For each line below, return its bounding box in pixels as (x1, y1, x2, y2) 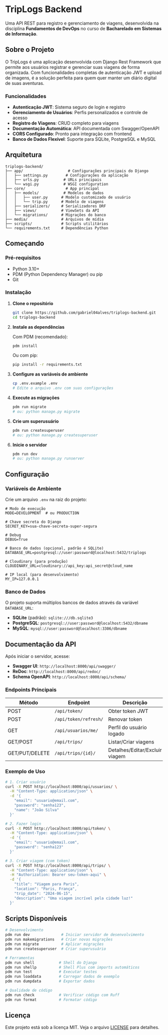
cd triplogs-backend (12, 315, 55, 320)
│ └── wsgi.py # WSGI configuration (5, 181, 108, 186)
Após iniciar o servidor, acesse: (5, 653, 70, 660)
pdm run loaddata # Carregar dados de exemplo (5, 974, 120, 979)
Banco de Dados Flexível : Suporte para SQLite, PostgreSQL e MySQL (12, 136, 156, 142)
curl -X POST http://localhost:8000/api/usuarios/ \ (5, 784, 117, 789)
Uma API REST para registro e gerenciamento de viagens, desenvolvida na (5, 20, 159, 26)
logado (108, 730, 125, 737)
